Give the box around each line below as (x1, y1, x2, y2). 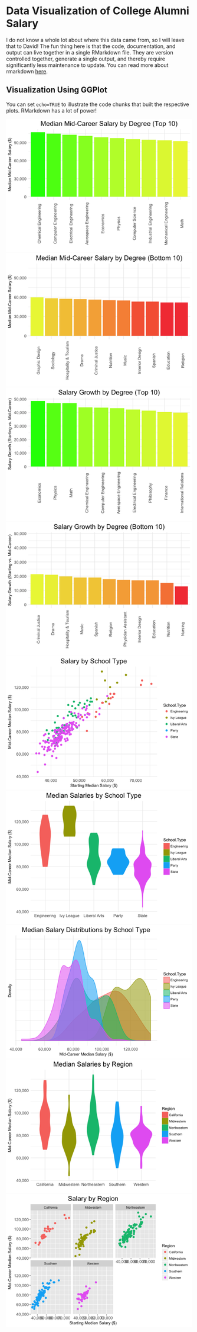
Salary (6, 17, 39, 30)
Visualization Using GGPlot (6, 85, 107, 95)
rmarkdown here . (6, 68, 48, 75)
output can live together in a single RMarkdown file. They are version (6, 49, 173, 56)
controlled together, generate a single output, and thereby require (6, 55, 166, 62)
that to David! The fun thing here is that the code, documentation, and (6, 43, 176, 50)
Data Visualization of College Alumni (6, 4, 190, 18)
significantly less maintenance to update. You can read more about (6, 61, 169, 69)
